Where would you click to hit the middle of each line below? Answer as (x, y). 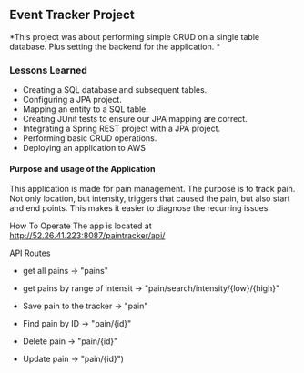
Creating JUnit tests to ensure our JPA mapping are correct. (135, 119)
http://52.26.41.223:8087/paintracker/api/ (87, 236)
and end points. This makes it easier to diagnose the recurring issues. (140, 208)
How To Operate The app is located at (81, 226)
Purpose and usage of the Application (83, 168)
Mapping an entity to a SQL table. (85, 109)
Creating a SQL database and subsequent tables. (115, 90)
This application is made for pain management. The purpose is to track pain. (152, 189)
